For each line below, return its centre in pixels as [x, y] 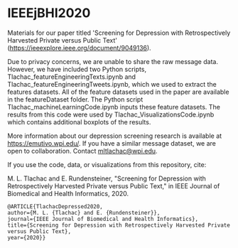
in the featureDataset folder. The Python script [75, 99]
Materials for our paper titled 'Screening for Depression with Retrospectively [119, 33]
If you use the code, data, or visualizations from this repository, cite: [107, 164]
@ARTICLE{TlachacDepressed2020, [55, 206]
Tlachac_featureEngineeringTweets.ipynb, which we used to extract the [112, 84]
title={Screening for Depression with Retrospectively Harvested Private [119, 225]
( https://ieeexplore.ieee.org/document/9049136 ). [79, 48]
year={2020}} [27, 237]
